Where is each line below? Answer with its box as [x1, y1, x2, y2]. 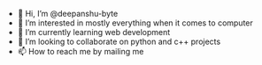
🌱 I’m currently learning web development [17, 27, 171, 37]
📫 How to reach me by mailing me [17, 47, 144, 56]
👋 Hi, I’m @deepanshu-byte [17, 9, 119, 18]
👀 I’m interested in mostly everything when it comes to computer [17, 18, 254, 28]
